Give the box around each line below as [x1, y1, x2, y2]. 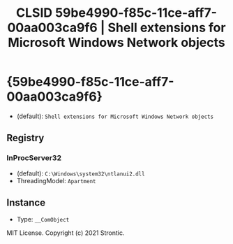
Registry [6, 132, 45, 144]
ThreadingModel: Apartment [16, 176, 96, 185]
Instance [6, 197, 46, 209]
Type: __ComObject [16, 215, 70, 224]
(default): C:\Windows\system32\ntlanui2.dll [16, 169, 145, 178]
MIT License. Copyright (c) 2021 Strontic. [6, 229, 125, 237]
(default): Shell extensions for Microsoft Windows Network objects [16, 112, 214, 120]
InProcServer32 [6, 153, 62, 163]
